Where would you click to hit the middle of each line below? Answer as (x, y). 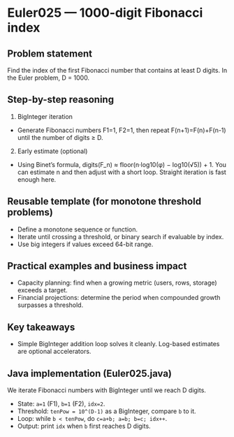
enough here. (37, 179)
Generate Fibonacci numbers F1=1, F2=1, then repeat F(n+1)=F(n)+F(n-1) (122, 130)
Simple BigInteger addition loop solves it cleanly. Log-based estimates (118, 344)
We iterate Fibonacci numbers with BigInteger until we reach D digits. (107, 390)
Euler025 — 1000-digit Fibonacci (105, 13)
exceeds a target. (42, 290)
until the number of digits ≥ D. (60, 137)
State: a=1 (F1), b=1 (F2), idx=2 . (61, 404)
